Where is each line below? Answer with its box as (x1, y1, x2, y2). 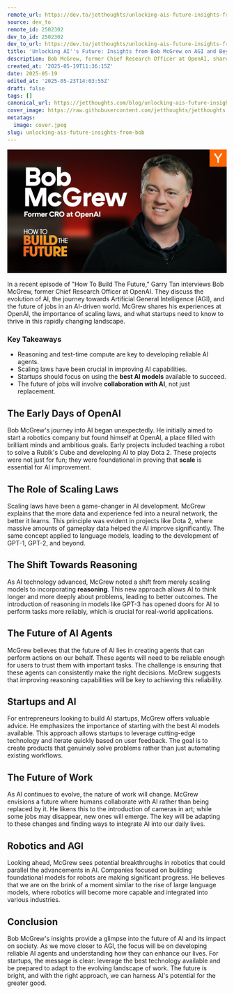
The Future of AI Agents (7, 628, 113, 640)
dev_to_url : (7, 40, 42, 48)
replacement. (17, 387, 56, 396)
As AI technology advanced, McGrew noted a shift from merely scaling (7, 578, 210, 586)
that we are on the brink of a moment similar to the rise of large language (7, 881, 217, 889)
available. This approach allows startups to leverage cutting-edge (7, 729, 196, 737)
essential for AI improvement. (7, 463, 92, 472)
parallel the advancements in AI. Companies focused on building (7, 866, 193, 875)
